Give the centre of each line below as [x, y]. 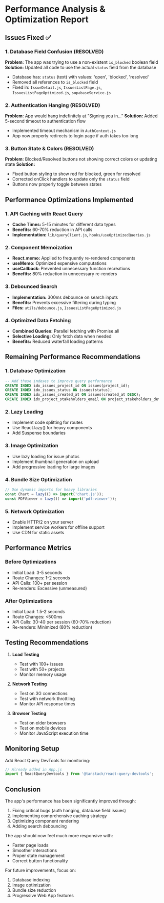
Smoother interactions [34, 851]
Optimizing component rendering [45, 821]
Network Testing [30, 684]
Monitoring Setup [32, 749]
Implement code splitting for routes [47, 422]
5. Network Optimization [35, 511]
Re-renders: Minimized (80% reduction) [52, 627]
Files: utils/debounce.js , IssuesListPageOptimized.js [67, 308]
